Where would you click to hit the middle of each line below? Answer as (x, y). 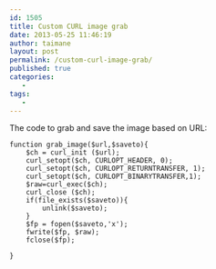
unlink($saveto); (75, 209)
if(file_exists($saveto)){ (77, 201)
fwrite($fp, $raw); (63, 233)
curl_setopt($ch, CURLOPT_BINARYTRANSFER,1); (114, 177)
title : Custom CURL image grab (69, 26)
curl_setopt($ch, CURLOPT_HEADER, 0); (99, 161)
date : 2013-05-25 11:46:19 (61, 35)
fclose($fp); (51, 240)
